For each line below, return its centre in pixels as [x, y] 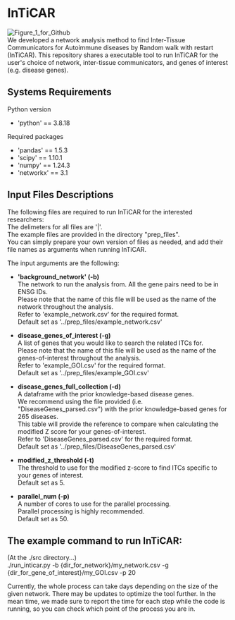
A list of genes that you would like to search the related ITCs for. [110, 343]
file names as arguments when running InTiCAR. [77, 249]
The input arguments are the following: [63, 263]
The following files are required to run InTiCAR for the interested [100, 212]
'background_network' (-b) [58, 276]
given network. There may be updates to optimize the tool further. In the [112, 594]
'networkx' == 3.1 [43, 172]
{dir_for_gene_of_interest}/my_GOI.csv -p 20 [71, 573]
